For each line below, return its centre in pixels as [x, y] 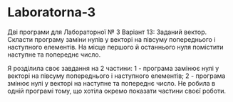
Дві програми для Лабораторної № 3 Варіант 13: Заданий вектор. [107, 32]
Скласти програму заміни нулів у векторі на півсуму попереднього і [112, 39]
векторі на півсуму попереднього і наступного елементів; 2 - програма [116, 76]
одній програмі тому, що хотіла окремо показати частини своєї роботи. [117, 91]
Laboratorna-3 [52, 12]
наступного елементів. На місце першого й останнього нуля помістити [115, 47]
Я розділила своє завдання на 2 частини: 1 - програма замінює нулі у [113, 68]
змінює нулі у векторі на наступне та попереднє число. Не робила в [112, 83]
